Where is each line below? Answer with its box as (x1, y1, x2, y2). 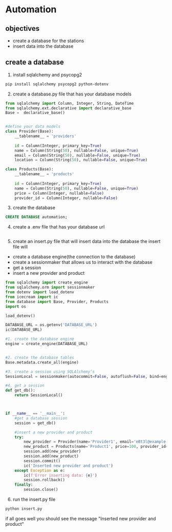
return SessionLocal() (14, 393, 63, 398)
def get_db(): (5, 388, 36, 393)
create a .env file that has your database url (12, 224, 105, 230)
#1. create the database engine (5, 336, 74, 342)
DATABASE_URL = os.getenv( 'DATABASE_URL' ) (5, 322, 97, 328)
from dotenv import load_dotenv (5, 290, 74, 295)
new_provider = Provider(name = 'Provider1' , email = (24, 439, 134, 445)
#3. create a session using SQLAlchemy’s (5, 369, 95, 374)
